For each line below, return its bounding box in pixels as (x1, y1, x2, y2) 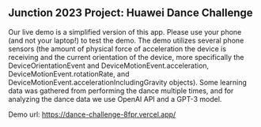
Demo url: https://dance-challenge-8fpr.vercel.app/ (8, 110, 176, 119)
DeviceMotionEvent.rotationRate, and (8, 69, 130, 78)
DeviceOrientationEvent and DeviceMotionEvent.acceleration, (8, 61, 210, 70)
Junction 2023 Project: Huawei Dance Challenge (8, 6, 253, 20)
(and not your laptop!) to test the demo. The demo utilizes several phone (8, 35, 244, 45)
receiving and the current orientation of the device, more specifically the (8, 52, 244, 62)
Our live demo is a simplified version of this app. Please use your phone (8, 27, 242, 36)
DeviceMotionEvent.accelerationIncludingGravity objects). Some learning (8, 77, 248, 87)
